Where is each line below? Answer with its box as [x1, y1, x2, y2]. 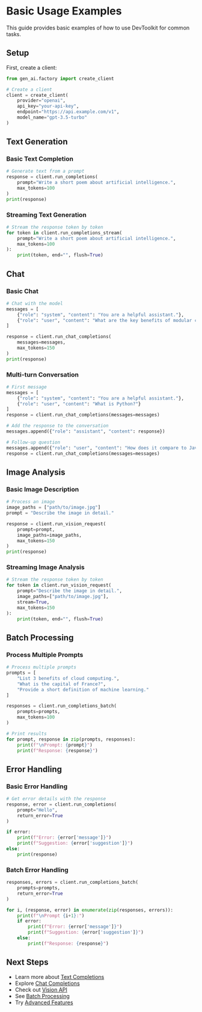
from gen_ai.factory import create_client [6, 75, 114, 82]
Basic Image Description [6, 485, 79, 493]
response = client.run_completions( [6, 174, 98, 180]
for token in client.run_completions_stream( [6, 230, 122, 236]
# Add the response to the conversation [6, 423, 109, 429]
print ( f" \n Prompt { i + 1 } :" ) [17, 913, 85, 919]
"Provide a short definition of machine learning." [17, 686, 149, 693]
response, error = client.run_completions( [6, 801, 117, 807]
